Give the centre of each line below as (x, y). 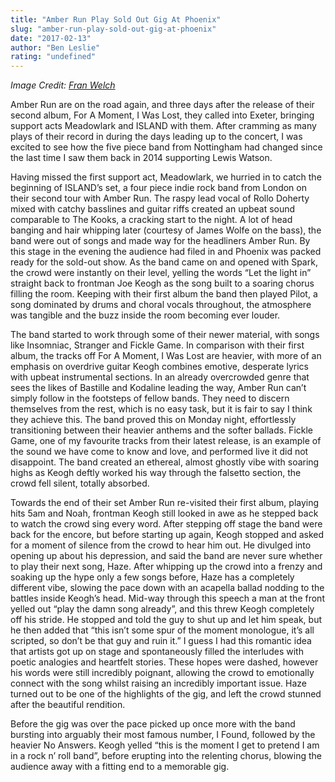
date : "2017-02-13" (51, 38)
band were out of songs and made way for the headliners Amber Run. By (160, 241)
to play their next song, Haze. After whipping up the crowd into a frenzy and (166, 567)
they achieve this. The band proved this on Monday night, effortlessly (153, 420)
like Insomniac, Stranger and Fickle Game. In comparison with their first (157, 345)
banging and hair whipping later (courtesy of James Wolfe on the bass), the (166, 230)
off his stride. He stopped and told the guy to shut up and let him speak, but (166, 620)
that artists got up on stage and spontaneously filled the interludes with (157, 652)
